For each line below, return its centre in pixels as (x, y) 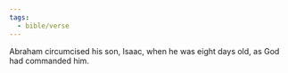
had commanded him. (49, 61)
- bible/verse (43, 26)
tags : (19, 17)
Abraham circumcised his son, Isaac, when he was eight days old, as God (144, 51)
